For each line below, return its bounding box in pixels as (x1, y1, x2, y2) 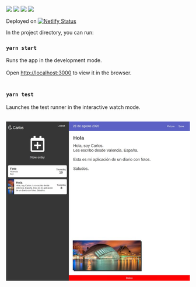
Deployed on (6, 18, 37, 25)
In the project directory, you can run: (6, 29, 94, 36)
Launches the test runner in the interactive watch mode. (6, 103, 141, 111)
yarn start (6, 45, 37, 51)
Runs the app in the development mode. (6, 57, 102, 64)
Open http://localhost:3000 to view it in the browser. (6, 69, 132, 76)
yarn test (6, 91, 34, 98)
